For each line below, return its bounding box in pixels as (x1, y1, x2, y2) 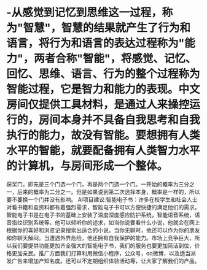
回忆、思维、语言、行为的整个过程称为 (6, 67, 201, 81)
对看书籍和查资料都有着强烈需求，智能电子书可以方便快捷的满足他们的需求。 (6, 203, 200, 210)
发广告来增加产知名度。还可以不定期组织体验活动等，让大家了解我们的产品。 (6, 257, 200, 264)
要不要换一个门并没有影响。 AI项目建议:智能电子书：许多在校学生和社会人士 (6, 196, 198, 203)
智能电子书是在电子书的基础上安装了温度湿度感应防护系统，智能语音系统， (6, 211, 195, 218)
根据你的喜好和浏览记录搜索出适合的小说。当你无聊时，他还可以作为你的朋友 (6, 226, 200, 234)
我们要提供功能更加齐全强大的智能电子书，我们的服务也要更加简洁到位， (11, 242, 195, 249)
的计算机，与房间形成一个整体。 (6, 159, 168, 173)
